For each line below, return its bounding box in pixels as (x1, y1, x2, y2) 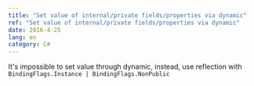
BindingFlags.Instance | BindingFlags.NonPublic (8, 70, 170, 78)
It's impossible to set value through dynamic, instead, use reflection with (8, 62, 243, 71)
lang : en (8, 33, 37, 41)
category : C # (8, 41, 51, 48)
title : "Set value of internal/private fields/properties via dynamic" (8, 11, 247, 20)
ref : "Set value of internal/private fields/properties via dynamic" (8, 19, 241, 27)
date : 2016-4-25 (8, 26, 61, 34)
